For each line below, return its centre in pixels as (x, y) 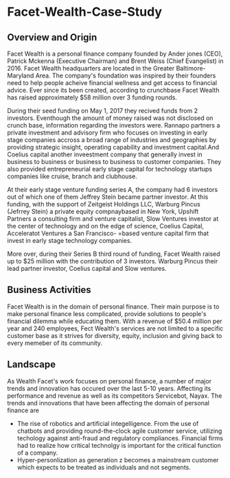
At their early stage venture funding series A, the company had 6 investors (113, 190)
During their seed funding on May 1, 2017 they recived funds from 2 (103, 111)
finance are (23, 410)
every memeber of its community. (55, 343)
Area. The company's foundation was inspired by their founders (126, 75)
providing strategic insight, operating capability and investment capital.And (113, 147)
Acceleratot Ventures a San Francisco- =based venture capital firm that (108, 233)
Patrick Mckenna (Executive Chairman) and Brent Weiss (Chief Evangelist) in (115, 61)
